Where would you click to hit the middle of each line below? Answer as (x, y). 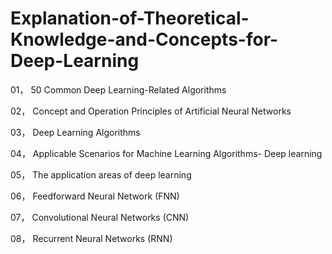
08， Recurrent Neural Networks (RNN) (91, 238)
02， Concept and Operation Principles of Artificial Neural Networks (151, 111)
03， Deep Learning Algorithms (75, 132)
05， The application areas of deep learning (101, 174)
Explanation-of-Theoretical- (130, 18)
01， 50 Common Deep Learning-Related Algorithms (118, 89)
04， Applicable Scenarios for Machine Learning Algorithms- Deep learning (166, 153)
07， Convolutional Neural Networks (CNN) (100, 217)
